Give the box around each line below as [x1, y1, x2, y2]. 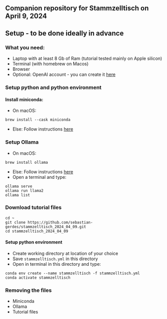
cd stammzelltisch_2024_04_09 [5, 229, 69, 234]
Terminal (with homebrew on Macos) [12, 61, 89, 67]
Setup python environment [5, 239, 63, 245]
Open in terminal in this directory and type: [12, 261, 101, 267]
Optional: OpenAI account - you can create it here [12, 71, 116, 77]
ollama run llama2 [5, 188, 44, 193]
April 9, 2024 [5, 12, 47, 21]
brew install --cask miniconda [5, 118, 71, 123]
